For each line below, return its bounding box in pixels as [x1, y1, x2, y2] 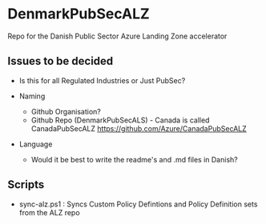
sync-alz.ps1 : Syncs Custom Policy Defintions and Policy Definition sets [18, 199, 258, 209]
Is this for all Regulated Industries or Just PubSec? [18, 75, 186, 85]
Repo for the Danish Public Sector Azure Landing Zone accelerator [7, 31, 228, 41]
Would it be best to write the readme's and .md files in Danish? [30, 154, 238, 164]
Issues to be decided [7, 54, 114, 68]
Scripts [7, 178, 45, 192]
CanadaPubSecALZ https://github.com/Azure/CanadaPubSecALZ [30, 123, 248, 133]
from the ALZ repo [18, 207, 81, 217]
